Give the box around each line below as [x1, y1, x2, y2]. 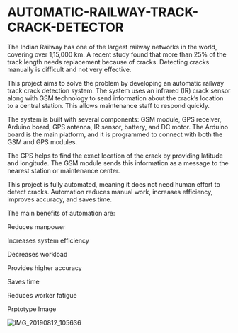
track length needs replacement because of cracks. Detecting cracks [7, 57, 210, 66]
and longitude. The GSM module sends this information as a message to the [7, 158, 229, 167]
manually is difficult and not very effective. [7, 65, 132, 74]
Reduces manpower [7, 222, 66, 230]
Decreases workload [7, 250, 68, 258]
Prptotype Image [7, 305, 57, 313]
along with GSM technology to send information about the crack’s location [7, 93, 224, 103]
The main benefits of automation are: [7, 209, 115, 217]
